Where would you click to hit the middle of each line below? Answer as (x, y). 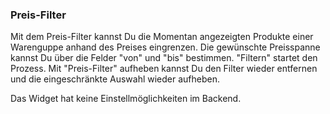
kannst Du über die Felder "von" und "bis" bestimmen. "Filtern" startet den (164, 58)
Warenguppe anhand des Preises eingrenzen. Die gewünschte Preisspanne (165, 47)
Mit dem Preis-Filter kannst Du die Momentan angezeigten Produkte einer (162, 37)
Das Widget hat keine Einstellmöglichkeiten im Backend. (126, 99)
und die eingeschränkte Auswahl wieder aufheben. (115, 79)
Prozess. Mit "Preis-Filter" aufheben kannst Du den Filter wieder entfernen (164, 69)
